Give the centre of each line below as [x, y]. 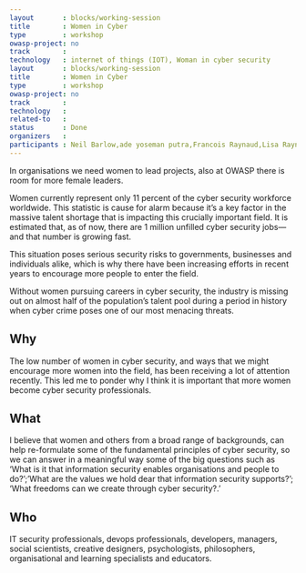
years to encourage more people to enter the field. [104, 273]
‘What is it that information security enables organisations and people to [144, 469]
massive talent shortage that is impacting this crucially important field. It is [149, 217]
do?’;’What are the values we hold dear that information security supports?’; [152, 479]
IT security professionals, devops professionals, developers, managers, [143, 539]
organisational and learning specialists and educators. [111, 558]
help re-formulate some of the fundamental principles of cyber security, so [150, 450]
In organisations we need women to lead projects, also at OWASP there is [147, 170]
